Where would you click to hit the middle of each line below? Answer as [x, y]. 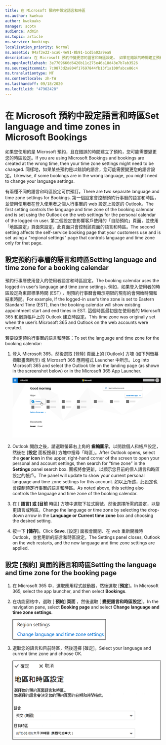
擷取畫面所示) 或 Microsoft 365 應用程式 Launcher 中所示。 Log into [81, 360]
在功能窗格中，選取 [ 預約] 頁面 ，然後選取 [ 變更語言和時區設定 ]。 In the [85, 601]
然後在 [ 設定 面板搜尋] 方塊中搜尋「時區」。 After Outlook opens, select [83, 452]
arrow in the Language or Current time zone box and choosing [89, 516]
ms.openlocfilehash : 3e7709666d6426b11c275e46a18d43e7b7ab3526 [72, 63]
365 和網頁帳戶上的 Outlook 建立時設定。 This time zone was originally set [80, 317]
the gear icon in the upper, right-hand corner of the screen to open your [86, 458]
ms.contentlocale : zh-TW [31, 79]
